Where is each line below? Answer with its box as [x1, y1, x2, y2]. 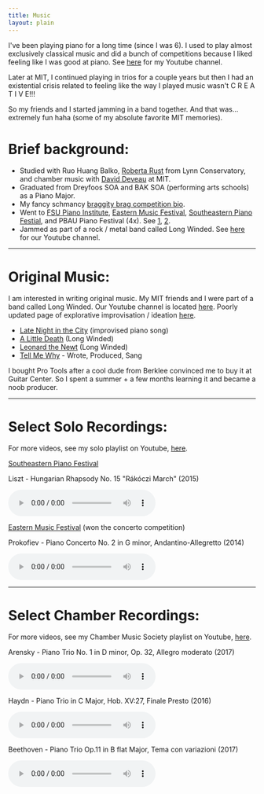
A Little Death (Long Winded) [19, 334, 114, 344]
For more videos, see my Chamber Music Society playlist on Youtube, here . [8, 632, 252, 641]
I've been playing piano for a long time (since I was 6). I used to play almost [8, 40, 253, 50]
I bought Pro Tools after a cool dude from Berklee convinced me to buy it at [8, 366, 252, 376]
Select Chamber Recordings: [8, 606, 200, 624]
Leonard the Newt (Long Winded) [19, 343, 128, 352]
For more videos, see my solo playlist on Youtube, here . [8, 443, 189, 453]
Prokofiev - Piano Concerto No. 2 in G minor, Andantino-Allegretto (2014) [8, 538, 245, 547]
